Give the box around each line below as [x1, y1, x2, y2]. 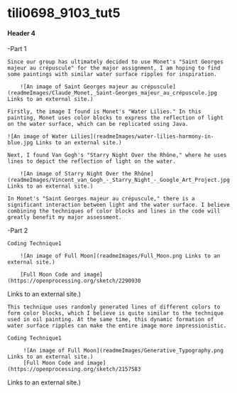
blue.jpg [7, 139, 33, 146]
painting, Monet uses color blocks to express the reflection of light [7, 114, 224, 122]
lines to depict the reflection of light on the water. [7, 158, 176, 165]
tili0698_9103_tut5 [7, 5, 121, 21]
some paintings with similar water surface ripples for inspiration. [7, 71, 218, 78]
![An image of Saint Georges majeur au [20, 83, 138, 90]
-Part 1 [7, 45, 27, 53]
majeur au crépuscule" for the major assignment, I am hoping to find [7, 65, 221, 72]
